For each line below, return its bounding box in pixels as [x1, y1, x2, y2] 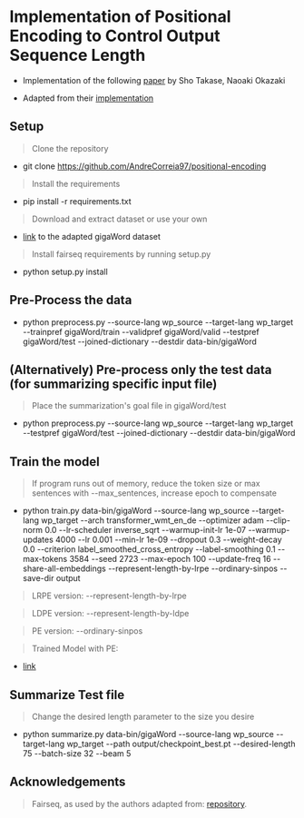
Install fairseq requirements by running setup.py [31, 248, 211, 260]
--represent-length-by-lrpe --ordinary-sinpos [107, 563, 279, 574]
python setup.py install [22, 266, 109, 277]
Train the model [9, 454, 100, 469]
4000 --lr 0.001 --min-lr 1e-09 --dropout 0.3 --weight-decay [55, 534, 283, 546]
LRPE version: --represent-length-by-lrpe [31, 590, 188, 601]
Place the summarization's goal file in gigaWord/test [31, 400, 227, 411]
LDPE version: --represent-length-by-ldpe [31, 608, 190, 619]
